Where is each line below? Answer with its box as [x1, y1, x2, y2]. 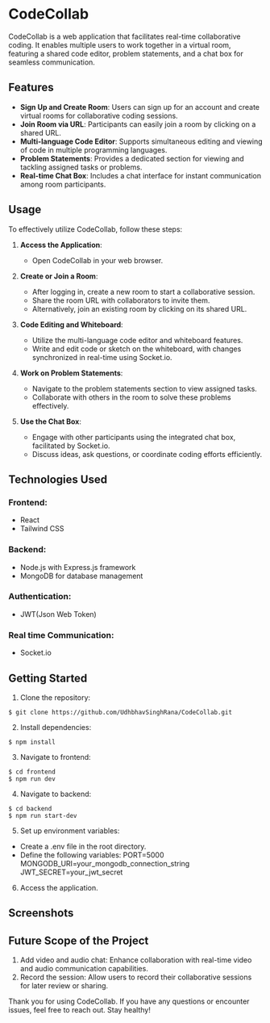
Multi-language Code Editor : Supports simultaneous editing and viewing [19, 136, 263, 146]
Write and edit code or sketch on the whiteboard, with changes [31, 344, 242, 354]
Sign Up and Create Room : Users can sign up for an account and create [19, 102, 260, 111]
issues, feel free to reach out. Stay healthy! [8, 1005, 151, 1015]
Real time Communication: [8, 629, 114, 640]
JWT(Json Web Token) [19, 609, 97, 618]
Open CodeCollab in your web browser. [31, 255, 164, 265]
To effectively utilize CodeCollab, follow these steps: [8, 224, 183, 234]
